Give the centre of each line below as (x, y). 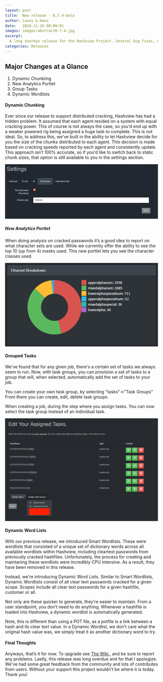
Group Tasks (25, 89)
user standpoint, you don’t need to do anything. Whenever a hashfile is (76, 606)
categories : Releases (27, 46)
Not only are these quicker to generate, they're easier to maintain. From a (78, 602)
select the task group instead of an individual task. (55, 411)
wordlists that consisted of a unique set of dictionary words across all (74, 546)
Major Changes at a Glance (47, 67)
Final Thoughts (21, 643)
